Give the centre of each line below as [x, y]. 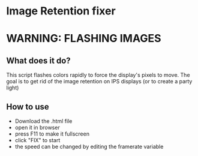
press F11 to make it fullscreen [52, 134]
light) [13, 88]
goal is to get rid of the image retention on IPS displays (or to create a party [99, 82]
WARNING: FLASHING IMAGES [84, 39]
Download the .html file [43, 121]
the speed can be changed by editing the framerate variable [89, 146]
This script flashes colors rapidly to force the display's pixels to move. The [98, 75]
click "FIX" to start [37, 140]
